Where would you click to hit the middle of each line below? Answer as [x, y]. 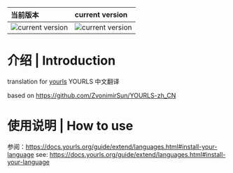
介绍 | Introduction [62, 61]
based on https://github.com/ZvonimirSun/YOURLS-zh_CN [92, 95]
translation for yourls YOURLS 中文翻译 [64, 81]
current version [101, 15]
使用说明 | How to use [70, 126]
